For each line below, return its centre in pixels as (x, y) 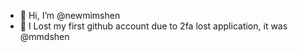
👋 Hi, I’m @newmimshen (70, 15)
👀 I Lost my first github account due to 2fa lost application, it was (153, 26)
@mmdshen (44, 36)
